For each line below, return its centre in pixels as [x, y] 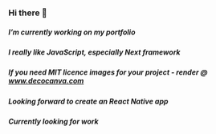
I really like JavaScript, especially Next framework [94, 52]
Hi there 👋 [28, 13]
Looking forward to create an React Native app [88, 101]
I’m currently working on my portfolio [72, 32]
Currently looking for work [53, 122]
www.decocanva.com [46, 81]
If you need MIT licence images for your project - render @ [108, 72]
